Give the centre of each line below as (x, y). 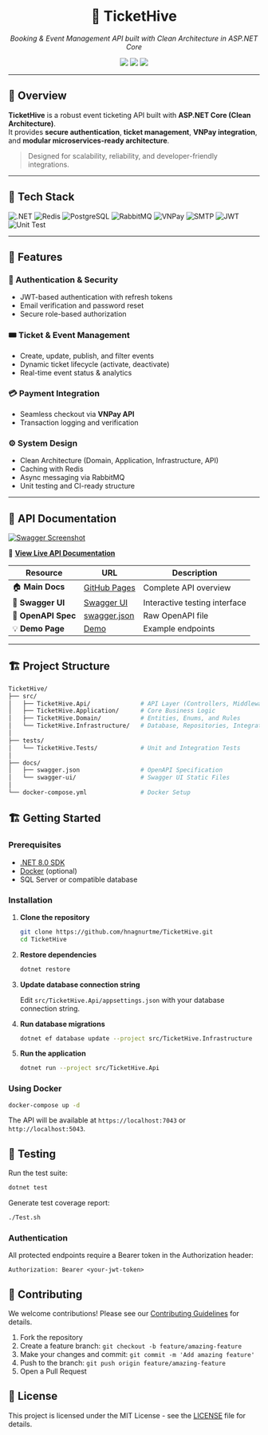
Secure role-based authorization (73, 314)
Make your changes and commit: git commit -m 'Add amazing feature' (137, 1354)
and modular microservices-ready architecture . (89, 140)
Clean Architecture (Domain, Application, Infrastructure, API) (119, 461)
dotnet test (28, 1188)
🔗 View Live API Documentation (62, 552)
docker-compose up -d (44, 1105)
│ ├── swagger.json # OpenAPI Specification (116, 770)
